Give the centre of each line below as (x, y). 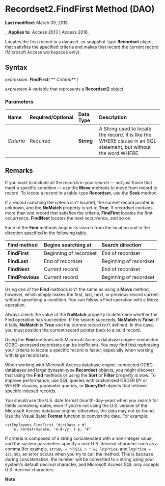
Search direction (121, 245)
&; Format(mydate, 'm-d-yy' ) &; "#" (53, 429)
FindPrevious (23, 277)
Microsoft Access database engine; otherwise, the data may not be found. (80, 410)
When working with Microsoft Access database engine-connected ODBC (79, 365)
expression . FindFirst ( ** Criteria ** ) (42, 79)
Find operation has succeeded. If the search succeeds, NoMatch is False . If (82, 320)
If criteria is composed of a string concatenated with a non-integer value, (79, 438)
